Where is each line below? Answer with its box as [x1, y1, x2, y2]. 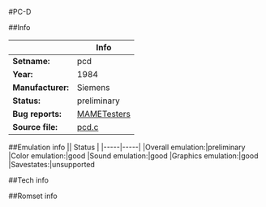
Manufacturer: [12, 82, 70, 93]
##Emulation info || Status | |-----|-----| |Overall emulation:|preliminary [8, 142, 246, 152]
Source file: [12, 122, 58, 132]
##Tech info [8, 175, 49, 185]
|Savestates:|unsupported [8, 160, 96, 169]
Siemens [76, 82, 110, 93]
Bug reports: [12, 109, 62, 119]
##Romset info [8, 191, 58, 201]
